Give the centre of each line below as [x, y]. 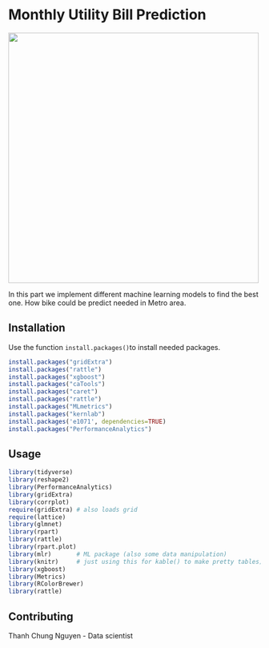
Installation [37, 328]
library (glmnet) [35, 525]
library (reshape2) [39, 480]
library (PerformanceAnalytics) [60, 487]
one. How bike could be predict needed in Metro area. [97, 303]
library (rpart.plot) [43, 547]
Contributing [41, 616]
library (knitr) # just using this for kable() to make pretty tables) [136, 561]
